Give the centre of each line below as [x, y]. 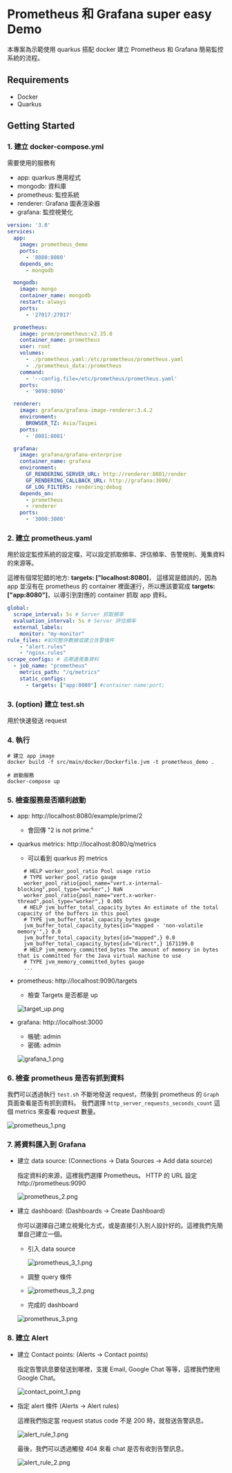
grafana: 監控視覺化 [45, 212]
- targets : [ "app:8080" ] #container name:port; [95, 685]
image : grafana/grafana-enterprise [71, 455]
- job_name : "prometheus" [51, 666]
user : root [35, 347]
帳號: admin [44, 1036]
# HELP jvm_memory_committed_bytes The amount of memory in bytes [121, 950]
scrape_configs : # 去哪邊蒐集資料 [53, 660]
